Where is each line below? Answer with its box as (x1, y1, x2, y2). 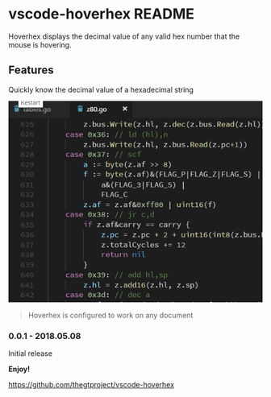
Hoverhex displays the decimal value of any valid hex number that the (8, 31, 240, 41)
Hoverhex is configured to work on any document (27, 310, 194, 320)
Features (8, 64, 54, 77)
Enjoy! (8, 364, 31, 374)
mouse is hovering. (8, 39, 72, 49)
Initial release (8, 348, 52, 358)
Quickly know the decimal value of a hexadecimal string (8, 85, 194, 94)
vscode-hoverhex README (8, 5, 195, 23)
